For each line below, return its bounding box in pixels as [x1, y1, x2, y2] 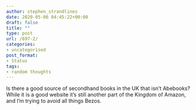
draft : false [6, 19, 38, 25]
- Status [6, 58, 28, 64]
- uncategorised [6, 47, 46, 53]
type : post [6, 31, 33, 36]
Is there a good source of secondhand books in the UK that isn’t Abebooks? [6, 85, 191, 92]
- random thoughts [6, 69, 51, 75]
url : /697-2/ [6, 36, 38, 42]
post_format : [6, 52, 38, 58]
